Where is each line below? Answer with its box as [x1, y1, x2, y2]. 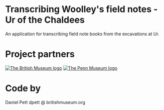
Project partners [5, 49, 75, 60]
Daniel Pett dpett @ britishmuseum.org [5, 99, 85, 105]
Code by [5, 83, 41, 94]
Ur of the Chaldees [5, 14, 85, 26]
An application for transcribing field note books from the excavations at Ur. [5, 31, 159, 37]
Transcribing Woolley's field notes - [5, 4, 158, 15]
